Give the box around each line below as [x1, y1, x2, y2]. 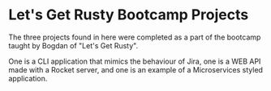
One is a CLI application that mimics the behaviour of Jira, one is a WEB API [8, 56, 261, 66]
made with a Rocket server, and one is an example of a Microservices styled [8, 64, 264, 74]
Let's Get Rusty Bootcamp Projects [8, 6, 249, 24]
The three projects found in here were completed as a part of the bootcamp [8, 32, 261, 42]
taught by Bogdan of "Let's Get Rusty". [8, 40, 139, 50]
